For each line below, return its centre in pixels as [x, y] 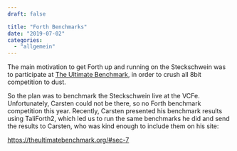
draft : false [27, 14]
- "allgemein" [35, 47]
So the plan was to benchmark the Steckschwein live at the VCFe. [104, 96]
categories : [25, 40]
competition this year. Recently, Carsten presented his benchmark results [115, 111]
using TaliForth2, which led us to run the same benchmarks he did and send [118, 119]
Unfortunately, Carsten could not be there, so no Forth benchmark [104, 103]
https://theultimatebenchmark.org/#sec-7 [68, 140]
